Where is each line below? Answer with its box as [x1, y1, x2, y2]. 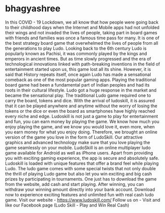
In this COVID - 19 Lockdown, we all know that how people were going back [5, 19, 159, 25]
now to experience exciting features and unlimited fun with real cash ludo [5, 191, 154, 197]
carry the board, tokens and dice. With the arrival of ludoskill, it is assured [5, 97, 155, 103]
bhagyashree [5, 3, 61, 14]
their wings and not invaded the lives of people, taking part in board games [5, 30, 158, 35]
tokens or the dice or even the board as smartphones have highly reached [5, 108, 155, 114]
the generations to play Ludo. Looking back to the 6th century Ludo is [5, 45, 147, 51]
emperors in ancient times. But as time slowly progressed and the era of [5, 56, 151, 61]
